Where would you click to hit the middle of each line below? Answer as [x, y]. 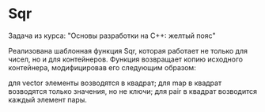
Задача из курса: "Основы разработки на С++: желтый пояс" [112, 35]
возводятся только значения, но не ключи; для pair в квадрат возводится [133, 91]
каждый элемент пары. [47, 99]
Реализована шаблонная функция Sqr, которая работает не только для [128, 50]
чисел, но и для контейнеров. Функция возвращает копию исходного [126, 59]
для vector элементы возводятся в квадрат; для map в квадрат [115, 83]
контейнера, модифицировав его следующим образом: [102, 67]
